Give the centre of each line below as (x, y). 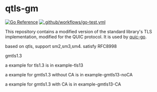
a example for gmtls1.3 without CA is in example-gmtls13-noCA (69, 74)
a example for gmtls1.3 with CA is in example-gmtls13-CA (63, 84)
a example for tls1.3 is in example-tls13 (44, 65)
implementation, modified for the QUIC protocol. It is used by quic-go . (76, 37)
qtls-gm (22, 9)
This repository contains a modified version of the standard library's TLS (79, 31)
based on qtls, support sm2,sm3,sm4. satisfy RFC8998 (61, 46)
